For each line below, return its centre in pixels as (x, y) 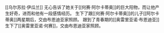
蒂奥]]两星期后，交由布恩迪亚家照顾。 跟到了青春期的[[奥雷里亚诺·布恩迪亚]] (82, 19)
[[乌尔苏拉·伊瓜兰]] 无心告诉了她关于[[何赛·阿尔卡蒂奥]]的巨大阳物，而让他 (80, 7)
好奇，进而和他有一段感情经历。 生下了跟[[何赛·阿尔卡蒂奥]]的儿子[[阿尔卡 (84, 13)
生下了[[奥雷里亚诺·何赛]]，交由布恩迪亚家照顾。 (54, 26)
